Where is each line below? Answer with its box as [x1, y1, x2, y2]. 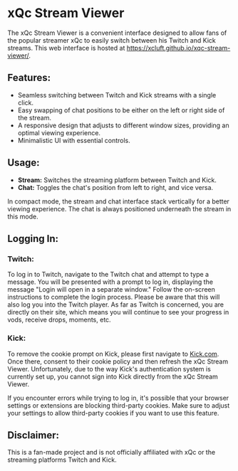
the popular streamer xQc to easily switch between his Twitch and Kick [7, 36, 216, 44]
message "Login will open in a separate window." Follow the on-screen [7, 285, 215, 294]
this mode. [7, 212, 39, 221]
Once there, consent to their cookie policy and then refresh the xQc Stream [7, 357, 229, 366]
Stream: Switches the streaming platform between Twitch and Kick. [17, 176, 217, 184]
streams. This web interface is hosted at [7, 43, 125, 52]
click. [17, 98, 34, 107]
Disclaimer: [7, 429, 59, 441]
